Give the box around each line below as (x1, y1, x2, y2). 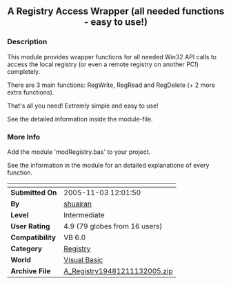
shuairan (63, 199, 92, 208)
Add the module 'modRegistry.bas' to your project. (7, 148, 151, 156)
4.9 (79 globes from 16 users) (63, 221, 163, 230)
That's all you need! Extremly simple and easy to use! (7, 101, 159, 110)
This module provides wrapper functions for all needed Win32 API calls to (7, 52, 217, 61)
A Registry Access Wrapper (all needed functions (7, 6, 225, 17)
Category (10, 244, 43, 253)
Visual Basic (63, 255, 103, 264)
